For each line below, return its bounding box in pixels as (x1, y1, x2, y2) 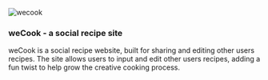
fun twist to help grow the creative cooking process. (8, 62, 180, 72)
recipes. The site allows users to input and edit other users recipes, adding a (8, 54, 261, 64)
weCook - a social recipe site (8, 27, 123, 38)
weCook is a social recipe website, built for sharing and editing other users (8, 46, 254, 55)
